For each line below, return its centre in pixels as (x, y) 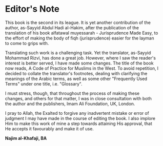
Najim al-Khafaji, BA (26, 138)
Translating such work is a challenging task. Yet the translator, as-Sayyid (78, 53)
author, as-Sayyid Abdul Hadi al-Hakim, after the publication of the (72, 27)
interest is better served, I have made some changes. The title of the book (79, 63)
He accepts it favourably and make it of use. (50, 128)
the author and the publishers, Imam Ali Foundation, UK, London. (70, 104)
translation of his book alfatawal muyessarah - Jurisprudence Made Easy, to (82, 33)
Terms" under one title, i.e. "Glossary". (44, 83)
